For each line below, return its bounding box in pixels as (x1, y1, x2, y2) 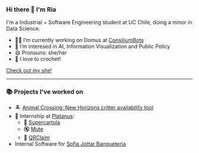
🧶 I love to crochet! (14, 56, 61, 63)
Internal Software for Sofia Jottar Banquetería (14, 140, 126, 147)
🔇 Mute (23, 125, 44, 132)
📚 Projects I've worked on (6, 88, 84, 96)
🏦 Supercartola (23, 119, 60, 126)
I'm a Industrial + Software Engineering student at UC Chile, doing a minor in (6, 19, 192, 26)
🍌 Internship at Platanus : (14, 112, 75, 119)
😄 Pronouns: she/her (14, 49, 67, 56)
